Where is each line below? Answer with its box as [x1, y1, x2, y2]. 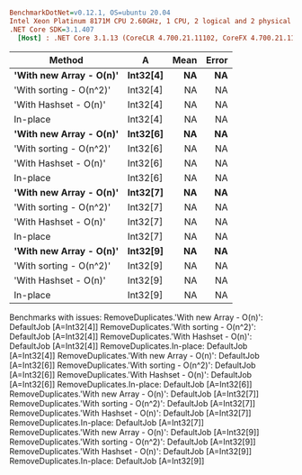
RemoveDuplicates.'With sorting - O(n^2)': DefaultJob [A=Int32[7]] [9, 397, 256, 408]
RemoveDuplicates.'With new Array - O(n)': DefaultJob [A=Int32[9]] [9, 426, 260, 437]
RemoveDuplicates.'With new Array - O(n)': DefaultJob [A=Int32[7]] [9, 388, 259, 399]
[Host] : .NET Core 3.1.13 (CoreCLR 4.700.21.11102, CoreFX [17, 33, 247, 42]
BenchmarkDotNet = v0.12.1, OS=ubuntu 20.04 [9, 8, 171, 17]
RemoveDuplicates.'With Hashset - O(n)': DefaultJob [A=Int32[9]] [9, 445, 253, 456]
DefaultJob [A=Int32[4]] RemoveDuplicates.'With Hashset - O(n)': [9, 331, 253, 342]
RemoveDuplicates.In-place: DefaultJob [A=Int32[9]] [9, 455, 205, 466]
